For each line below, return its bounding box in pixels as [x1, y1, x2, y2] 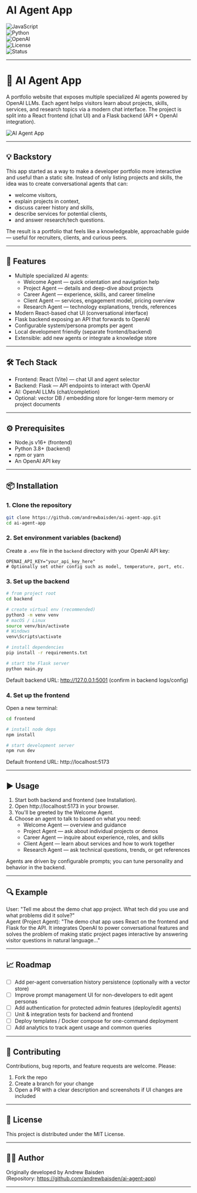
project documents [14, 401, 60, 408]
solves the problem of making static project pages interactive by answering [6, 930, 188, 937]
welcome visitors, [14, 191, 57, 198]
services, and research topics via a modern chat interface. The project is [6, 106, 182, 113]
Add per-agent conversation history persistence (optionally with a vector [14, 978, 191, 985]
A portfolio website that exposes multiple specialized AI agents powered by [6, 93, 188, 100]
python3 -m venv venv [6, 612, 59, 618]
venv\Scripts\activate [6, 634, 62, 640]
